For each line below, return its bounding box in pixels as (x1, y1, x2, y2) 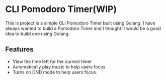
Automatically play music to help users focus (12, 63, 106, 69)
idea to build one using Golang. (5, 30, 70, 36)
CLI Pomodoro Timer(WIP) (5, 3, 117, 15)
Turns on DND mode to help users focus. (12, 69, 98, 75)
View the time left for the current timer (12, 58, 92, 64)
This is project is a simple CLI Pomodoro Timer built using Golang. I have (5, 20, 156, 26)
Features (5, 45, 34, 53)
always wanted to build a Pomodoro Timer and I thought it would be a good (5, 25, 161, 31)
